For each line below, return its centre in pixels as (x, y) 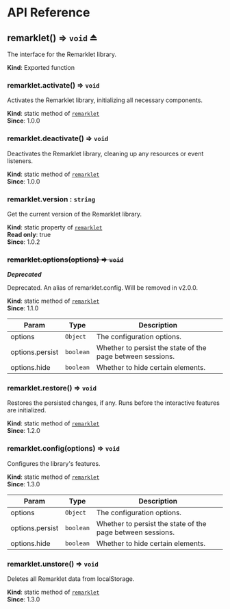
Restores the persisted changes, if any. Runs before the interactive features (114, 403)
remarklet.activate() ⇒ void (53, 85)
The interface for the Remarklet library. (62, 54)
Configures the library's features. (54, 463)
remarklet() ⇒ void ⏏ (52, 38)
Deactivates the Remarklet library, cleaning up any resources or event (105, 153)
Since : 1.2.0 (24, 431)
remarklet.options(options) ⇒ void (65, 260)
